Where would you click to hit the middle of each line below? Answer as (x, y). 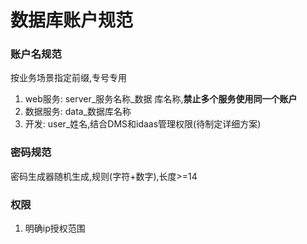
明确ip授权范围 (55, 228)
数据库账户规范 (72, 20)
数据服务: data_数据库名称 (78, 112)
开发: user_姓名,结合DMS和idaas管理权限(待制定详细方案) (143, 124)
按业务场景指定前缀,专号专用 (69, 78)
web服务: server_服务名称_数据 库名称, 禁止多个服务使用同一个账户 (161, 99)
